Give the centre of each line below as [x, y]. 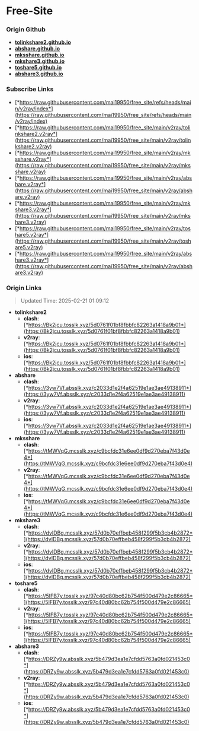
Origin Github [26, 30]
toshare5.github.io [38, 68]
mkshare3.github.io [40, 61]
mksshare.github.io [39, 55]
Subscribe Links [30, 89]
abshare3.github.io [39, 74]
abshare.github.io [37, 49]
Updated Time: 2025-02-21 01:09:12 [65, 301]
